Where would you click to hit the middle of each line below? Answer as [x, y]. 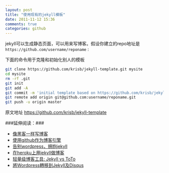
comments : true [21, 24]
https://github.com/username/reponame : [47, 49]
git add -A [17, 88]
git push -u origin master [33, 102]
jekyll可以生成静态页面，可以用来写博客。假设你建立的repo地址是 [73, 44]
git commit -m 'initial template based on [50, 93]
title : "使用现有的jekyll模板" [35, 15]
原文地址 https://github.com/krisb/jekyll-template [56, 112]
